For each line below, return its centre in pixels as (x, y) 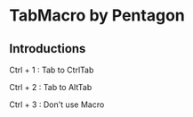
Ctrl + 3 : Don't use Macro (57, 104)
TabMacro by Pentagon (97, 16)
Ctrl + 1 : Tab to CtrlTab (52, 70)
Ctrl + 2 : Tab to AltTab (51, 87)
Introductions (48, 49)
